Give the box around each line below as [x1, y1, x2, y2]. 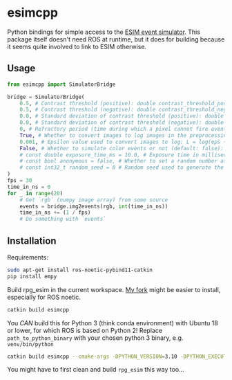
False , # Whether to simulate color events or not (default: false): [19, 145, 224, 152]
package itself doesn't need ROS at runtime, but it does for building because [7, 35, 225, 43]
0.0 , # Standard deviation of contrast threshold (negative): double [19, 119, 224, 126]
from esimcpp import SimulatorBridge [7, 81, 116, 88]
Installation [7, 235, 57, 246]
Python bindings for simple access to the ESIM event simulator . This [7, 28, 200, 36]
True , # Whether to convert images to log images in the [19, 132, 187, 139]
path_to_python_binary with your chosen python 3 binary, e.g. [7, 334, 184, 342]
